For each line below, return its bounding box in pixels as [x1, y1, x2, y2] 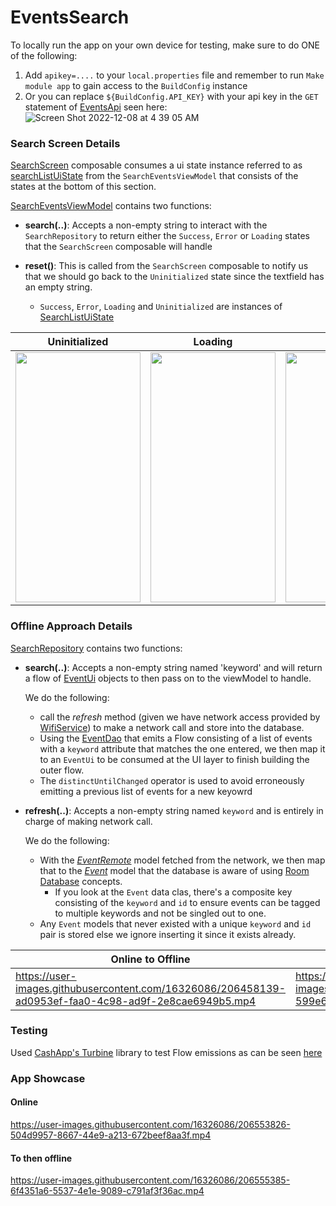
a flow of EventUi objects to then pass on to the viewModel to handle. [24, 672, 312, 684]
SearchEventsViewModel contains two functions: [10, 200, 212, 212]
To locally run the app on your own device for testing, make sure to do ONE [10, 39, 320, 51]
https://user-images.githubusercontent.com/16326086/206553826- [10, 1118, 291, 1130]
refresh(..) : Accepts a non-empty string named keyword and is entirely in [24, 804, 324, 816]
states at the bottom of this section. [10, 181, 157, 193]
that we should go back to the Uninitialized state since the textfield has [24, 271, 325, 283]
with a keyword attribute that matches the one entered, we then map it [39, 742, 326, 755]
